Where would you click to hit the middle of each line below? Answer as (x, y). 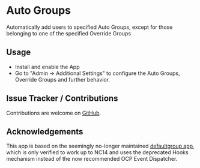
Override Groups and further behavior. (62, 79)
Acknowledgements (45, 132)
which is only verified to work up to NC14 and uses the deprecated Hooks (97, 152)
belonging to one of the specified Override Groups (68, 33)
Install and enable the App (47, 67)
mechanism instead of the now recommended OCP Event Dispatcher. (92, 159)
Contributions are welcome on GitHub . (53, 113)
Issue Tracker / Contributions (62, 99)
